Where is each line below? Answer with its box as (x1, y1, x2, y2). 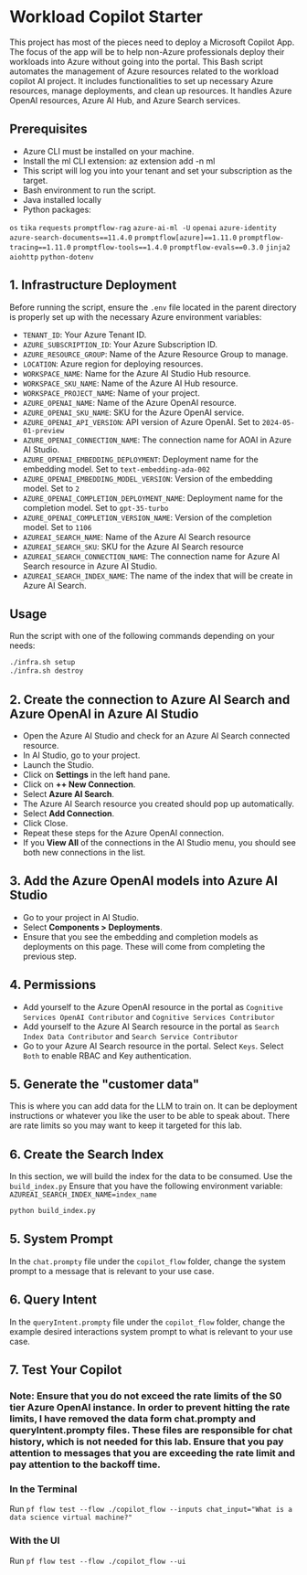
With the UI (9, 1534, 60, 1547)
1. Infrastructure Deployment (9, 277, 177, 293)
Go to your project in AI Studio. (22, 911, 140, 922)
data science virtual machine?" (9, 1513, 132, 1523)
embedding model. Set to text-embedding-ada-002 (22, 463, 210, 474)
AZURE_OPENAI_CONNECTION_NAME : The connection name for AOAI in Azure (22, 434, 292, 445)
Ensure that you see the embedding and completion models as (22, 931, 259, 942)
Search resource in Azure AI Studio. (22, 560, 158, 571)
